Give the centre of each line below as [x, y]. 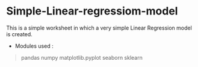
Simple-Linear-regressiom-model [92, 11]
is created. [20, 34]
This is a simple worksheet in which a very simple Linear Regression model [99, 28]
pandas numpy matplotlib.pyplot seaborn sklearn [82, 57]
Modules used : [34, 46]
